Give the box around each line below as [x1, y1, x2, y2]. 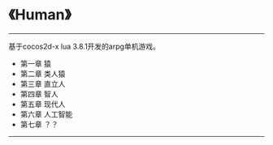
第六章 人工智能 [19, 109, 73, 119]
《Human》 [8, 6, 71, 24]
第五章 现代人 [19, 99, 66, 109]
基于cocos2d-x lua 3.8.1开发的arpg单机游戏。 [8, 41, 160, 51]
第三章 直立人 [19, 79, 66, 88]
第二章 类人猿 [19, 69, 66, 79]
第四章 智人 [19, 89, 58, 99]
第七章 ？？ [19, 119, 58, 129]
